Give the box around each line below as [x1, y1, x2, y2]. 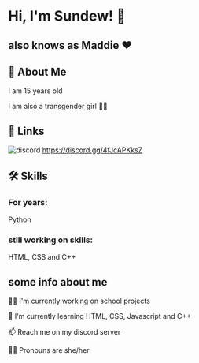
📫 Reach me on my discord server [8, 327, 121, 336]
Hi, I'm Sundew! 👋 [8, 7, 126, 25]
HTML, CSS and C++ [8, 253, 76, 262]
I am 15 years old [8, 86, 63, 95]
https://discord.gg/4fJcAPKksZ [42, 145, 143, 155]
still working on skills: [8, 234, 93, 245]
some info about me [8, 275, 108, 289]
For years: [8, 196, 48, 208]
